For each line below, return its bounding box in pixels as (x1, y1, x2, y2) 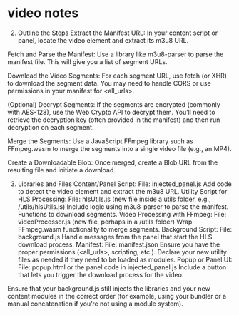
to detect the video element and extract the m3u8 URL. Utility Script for (17, 187, 228, 195)
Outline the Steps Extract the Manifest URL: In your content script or (17, 29, 218, 37)
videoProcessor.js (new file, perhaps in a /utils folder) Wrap (17, 217, 193, 226)
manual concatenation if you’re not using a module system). (7, 299, 183, 308)
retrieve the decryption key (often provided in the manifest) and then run (7, 115, 220, 124)
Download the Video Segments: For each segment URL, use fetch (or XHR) (7, 71, 227, 80)
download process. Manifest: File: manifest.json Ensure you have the (17, 240, 220, 249)
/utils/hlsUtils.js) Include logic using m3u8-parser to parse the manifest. (17, 202, 229, 211)
